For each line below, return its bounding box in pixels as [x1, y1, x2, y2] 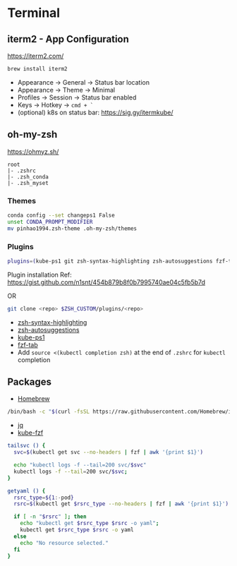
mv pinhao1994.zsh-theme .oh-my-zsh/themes [7, 224, 138, 232]
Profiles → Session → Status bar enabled [17, 93, 137, 102]
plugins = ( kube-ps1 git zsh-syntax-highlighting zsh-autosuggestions [7, 258, 213, 265]
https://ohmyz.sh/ [7, 147, 59, 156]
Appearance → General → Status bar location [17, 78, 150, 86]
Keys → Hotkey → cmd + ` [17, 100, 94, 109]
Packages [7, 376, 51, 388]
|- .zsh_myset [7, 179, 49, 186]
